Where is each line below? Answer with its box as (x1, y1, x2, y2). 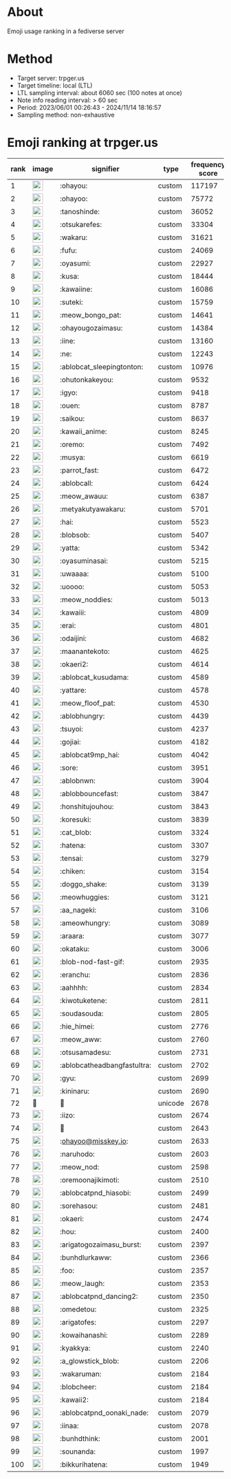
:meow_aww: (59, 1034, 102, 1044)
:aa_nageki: (59, 905, 97, 915)
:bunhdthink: (59, 1433, 101, 1443)
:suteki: (59, 297, 84, 307)
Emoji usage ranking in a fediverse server (7, 27, 125, 35)
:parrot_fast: (59, 465, 99, 475)
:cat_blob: (59, 827, 91, 837)
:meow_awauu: (59, 491, 109, 501)
